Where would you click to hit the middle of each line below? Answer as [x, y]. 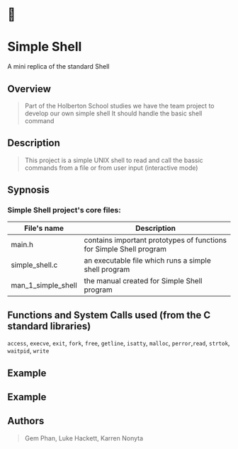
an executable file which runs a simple [147, 261]
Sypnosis [28, 190]
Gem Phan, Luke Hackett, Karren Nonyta [84, 438]
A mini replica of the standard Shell [58, 67]
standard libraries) [49, 326]
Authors [26, 421]
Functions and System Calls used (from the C [109, 315]
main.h [22, 245]
